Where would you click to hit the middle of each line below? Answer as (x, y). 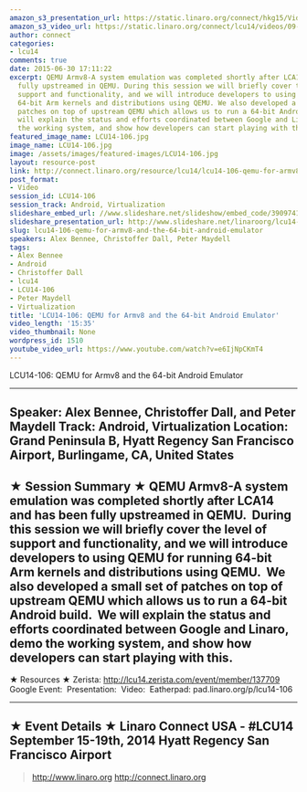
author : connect (40, 35)
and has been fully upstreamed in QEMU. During (151, 515)
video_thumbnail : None (53, 333)
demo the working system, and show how (131, 644)
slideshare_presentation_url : (67, 222)
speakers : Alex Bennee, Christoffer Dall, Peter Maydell (120, 238)
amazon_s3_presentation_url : (65, 18)
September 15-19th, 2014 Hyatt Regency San (139, 741)
